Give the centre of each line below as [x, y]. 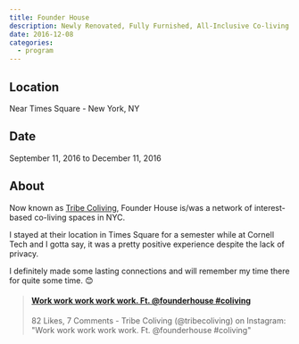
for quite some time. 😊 [51, 280]
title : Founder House [50, 17]
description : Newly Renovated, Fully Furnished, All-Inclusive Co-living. [151, 26]
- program [35, 51]
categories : [31, 42]
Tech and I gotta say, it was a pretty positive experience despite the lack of [147, 244]
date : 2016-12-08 [42, 34]
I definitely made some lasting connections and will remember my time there [149, 271]
